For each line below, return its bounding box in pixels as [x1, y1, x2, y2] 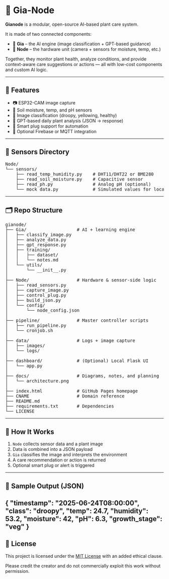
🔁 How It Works [5, 427, 54, 436]
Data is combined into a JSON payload [12, 446, 93, 452]
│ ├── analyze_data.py [5, 237, 66, 243]
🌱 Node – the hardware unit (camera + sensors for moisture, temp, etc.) [12, 46, 161, 52]
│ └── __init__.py [5, 267, 66, 273]
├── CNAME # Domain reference [5, 393, 125, 399]
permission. [5, 568, 30, 574]
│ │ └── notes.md [5, 257, 59, 263]
